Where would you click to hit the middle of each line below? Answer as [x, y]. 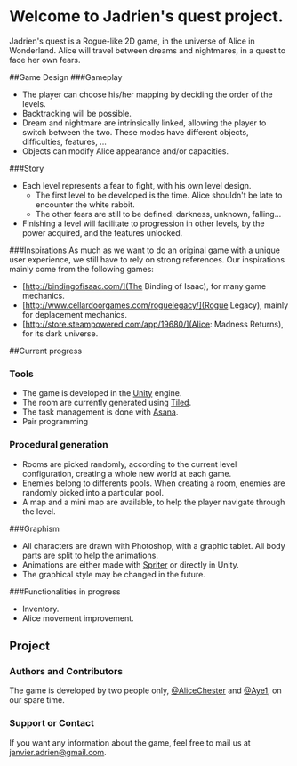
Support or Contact [52, 723]
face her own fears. [45, 60]
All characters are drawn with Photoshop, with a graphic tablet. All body [154, 545]
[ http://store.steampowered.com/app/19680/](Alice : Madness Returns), [153, 324]
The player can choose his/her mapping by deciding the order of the [147, 94]
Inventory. [40, 609]
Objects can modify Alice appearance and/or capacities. [125, 151]
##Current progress [46, 351]
